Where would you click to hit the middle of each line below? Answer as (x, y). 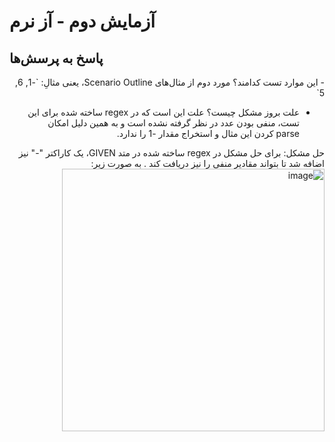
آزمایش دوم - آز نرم (82, 21)
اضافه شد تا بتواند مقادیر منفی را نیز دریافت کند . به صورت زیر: (207, 163)
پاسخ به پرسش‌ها (56, 58)
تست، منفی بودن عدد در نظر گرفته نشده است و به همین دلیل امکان (173, 123)
